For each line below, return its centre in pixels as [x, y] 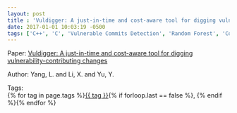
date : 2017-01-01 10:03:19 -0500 [56, 27]
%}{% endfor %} [32, 103]
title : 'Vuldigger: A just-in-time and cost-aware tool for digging [112, 20]
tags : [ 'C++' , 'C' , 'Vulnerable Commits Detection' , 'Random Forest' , [113, 33]
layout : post [26, 14]
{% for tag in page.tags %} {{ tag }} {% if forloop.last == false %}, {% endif [115, 95]
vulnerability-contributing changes [57, 61]
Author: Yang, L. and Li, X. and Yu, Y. [61, 74]
